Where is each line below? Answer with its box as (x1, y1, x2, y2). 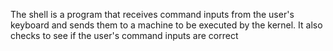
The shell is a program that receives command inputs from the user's (10, 9, 295, 20)
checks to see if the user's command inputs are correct (10, 30, 239, 41)
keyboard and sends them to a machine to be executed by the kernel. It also (10, 19, 323, 31)
